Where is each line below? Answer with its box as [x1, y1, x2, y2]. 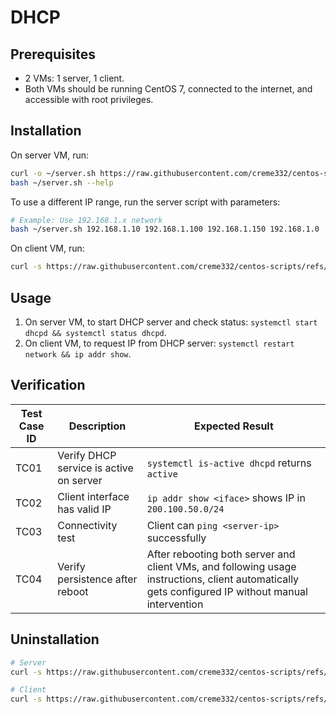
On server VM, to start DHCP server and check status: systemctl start [24, 316, 318, 328]
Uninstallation [10, 631, 100, 648]
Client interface [57, 489, 130, 503]
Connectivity [57, 518, 118, 532]
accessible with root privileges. [24, 94, 154, 105]
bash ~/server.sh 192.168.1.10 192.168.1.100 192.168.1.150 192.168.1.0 [10, 224, 320, 235]
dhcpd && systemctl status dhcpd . [24, 327, 167, 338]
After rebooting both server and [146, 547, 296, 561]
